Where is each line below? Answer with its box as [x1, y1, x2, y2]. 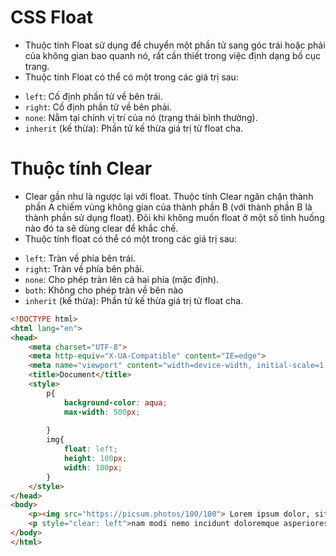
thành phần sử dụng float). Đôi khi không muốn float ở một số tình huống [24, 211, 325, 223]
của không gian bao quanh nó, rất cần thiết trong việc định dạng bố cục [24, 49, 322, 61]
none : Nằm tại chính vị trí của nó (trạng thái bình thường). [24, 111, 258, 123]
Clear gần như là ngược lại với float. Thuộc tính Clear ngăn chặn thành [24, 190, 314, 202]
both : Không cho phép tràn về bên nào [24, 284, 184, 296]
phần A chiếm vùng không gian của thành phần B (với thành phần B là [24, 201, 313, 213]
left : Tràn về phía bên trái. [24, 252, 136, 264]
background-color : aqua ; [63, 397, 168, 408]
